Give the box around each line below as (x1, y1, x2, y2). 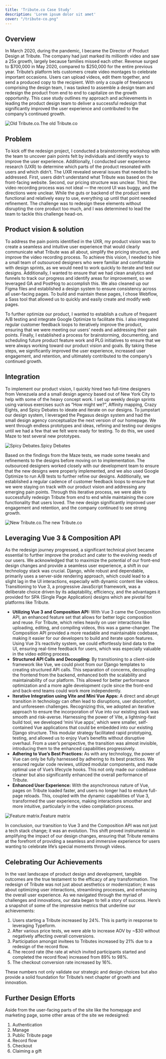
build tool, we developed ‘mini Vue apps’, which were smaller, (12, 719, 137, 725)
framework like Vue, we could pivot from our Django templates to (12, 662, 145, 667)
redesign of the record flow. (12, 944, 69, 950)
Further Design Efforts (5, 994, 76, 1002)
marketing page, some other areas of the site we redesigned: (5, 1012, 129, 1018)
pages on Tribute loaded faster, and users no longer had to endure (12, 788, 148, 794)
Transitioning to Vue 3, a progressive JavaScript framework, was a (5, 584, 141, 590)
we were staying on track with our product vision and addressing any (5, 484, 146, 489)
